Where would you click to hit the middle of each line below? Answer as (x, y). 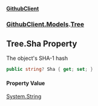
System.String (24, 96)
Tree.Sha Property (42, 43)
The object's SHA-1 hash (37, 58)
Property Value (26, 83)
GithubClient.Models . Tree (45, 24)
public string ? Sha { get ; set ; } (50, 70)
